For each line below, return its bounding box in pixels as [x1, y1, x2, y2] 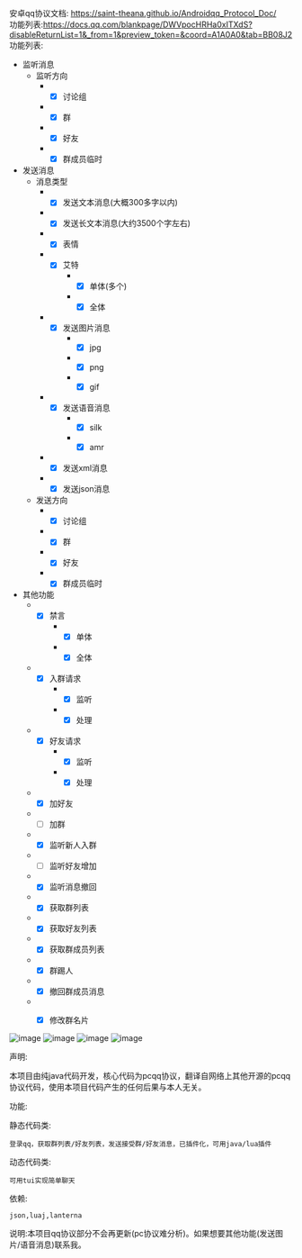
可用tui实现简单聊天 [9, 1176, 75, 1185]
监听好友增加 [49, 861, 97, 872]
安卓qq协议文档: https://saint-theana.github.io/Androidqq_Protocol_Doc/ [9, 8, 277, 18]
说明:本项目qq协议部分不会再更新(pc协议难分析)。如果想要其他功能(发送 [9, 1227, 276, 1238]
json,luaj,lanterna [9, 1210, 83, 1220]
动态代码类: [9, 1156, 52, 1167]
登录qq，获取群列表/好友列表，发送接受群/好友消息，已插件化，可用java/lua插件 [9, 1139, 272, 1148]
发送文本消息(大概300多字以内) [62, 197, 178, 208]
